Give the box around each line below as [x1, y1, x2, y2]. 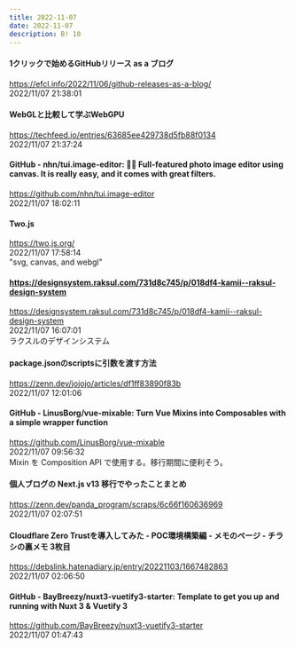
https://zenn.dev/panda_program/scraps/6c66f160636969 [9, 499, 223, 510]
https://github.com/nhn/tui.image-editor [9, 188, 155, 199]
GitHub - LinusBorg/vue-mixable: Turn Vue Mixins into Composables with [9, 407, 286, 418]
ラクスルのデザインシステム [9, 336, 111, 346]
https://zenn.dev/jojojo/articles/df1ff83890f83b [9, 378, 182, 389]
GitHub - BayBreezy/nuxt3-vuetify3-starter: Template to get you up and [9, 591, 280, 602]
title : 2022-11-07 [9, 12, 77, 22]
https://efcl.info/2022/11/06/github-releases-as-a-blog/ [9, 78, 212, 89]
